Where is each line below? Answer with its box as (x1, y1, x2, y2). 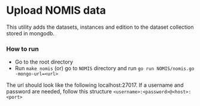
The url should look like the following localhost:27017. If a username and (6, 81, 184, 89)
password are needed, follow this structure (6, 88, 113, 95)
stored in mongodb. (6, 29, 55, 37)
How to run (6, 44, 39, 53)
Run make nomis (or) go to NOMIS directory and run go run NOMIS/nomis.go (14, 65, 195, 72)
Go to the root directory (14, 58, 74, 66)
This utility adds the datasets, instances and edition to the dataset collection (6, 23, 194, 31)
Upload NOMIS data (6, 4, 107, 17)
